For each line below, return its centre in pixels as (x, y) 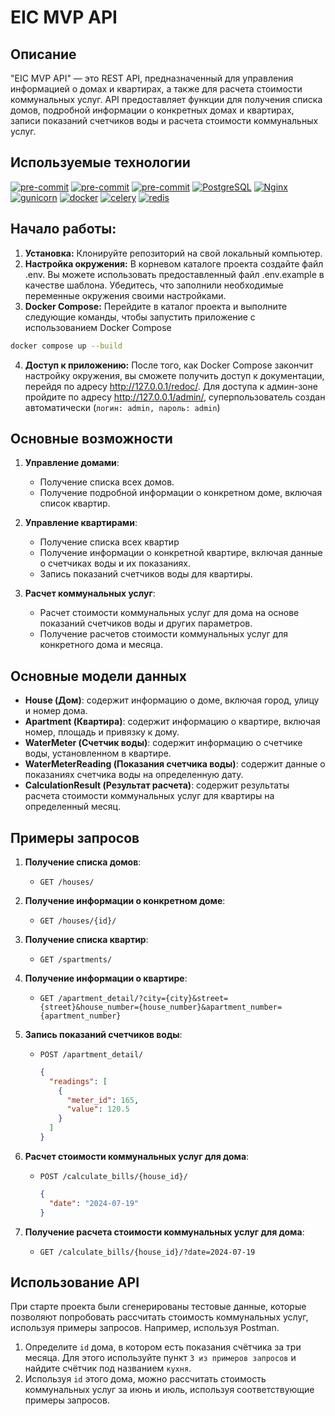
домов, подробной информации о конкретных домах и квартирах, (152, 110)
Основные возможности (91, 438)
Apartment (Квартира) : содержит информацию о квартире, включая (172, 722)
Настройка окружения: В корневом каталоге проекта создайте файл (174, 263)
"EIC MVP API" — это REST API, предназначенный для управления (152, 78)
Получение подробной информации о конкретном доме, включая (181, 493)
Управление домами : (72, 463)
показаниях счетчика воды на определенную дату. (134, 775)
